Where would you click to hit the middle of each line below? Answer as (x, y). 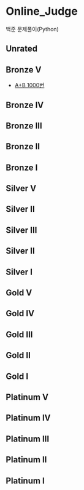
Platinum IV (28, 418)
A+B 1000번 (29, 85)
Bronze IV (25, 105)
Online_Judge (42, 11)
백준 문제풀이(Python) (32, 29)
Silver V (21, 189)
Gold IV (20, 313)
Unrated (22, 49)
